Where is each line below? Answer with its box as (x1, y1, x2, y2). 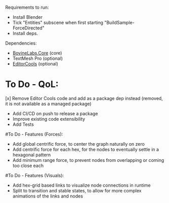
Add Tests (12, 121, 34, 127)
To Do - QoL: (5, 79, 59, 90)
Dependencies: (5, 40, 37, 46)
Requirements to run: (5, 5, 49, 10)
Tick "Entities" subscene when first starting (12, 20, 104, 25)
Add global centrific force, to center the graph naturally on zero (12, 141, 145, 147)
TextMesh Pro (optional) (12, 55, 63, 61)
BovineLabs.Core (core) (12, 50, 62, 56)
